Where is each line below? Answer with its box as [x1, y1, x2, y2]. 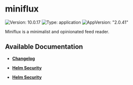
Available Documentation [5, 42, 83, 51]
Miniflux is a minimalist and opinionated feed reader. [5, 28, 110, 34]
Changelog [12, 56, 35, 61]
